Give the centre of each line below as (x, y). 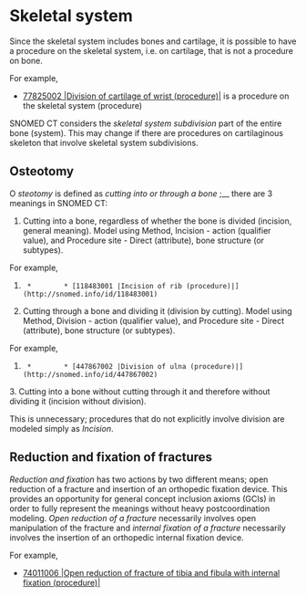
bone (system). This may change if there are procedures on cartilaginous (147, 132)
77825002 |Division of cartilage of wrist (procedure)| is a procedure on (156, 96)
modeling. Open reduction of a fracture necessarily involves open (133, 518)
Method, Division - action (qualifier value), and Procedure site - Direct (153, 320)
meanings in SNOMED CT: (58, 203)
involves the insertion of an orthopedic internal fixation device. (127, 537)
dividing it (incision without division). (78, 401)
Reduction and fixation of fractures (111, 457)
